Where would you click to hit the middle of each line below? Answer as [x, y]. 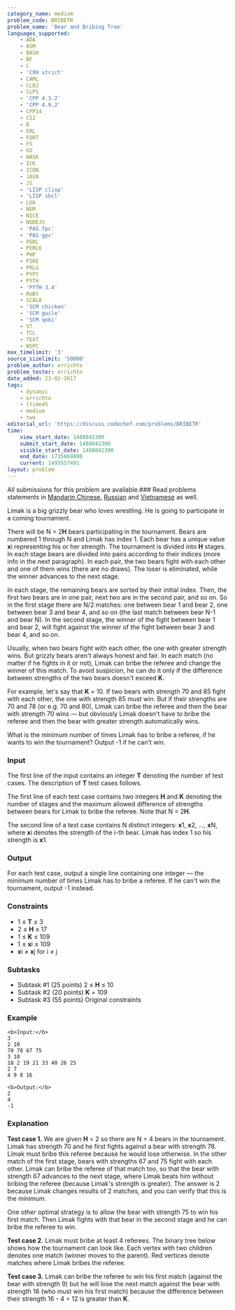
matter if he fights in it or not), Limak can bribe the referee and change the [114, 663]
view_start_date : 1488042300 [62, 437]
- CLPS [29, 92]
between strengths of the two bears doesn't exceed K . [86, 677]
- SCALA [31, 301]
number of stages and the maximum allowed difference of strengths [105, 804]
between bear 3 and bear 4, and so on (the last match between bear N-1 [111, 612]
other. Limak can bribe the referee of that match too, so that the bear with [113, 1168]
